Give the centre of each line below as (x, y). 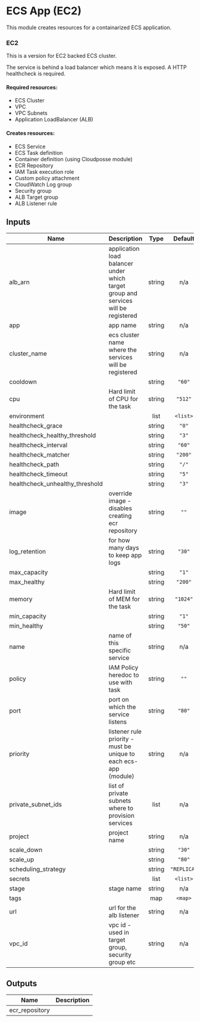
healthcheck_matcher (40, 455)
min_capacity (28, 616)
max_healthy (27, 582)
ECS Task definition (39, 152)
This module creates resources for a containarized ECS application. (89, 27)
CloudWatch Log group (43, 184)
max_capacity (29, 573)
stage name (125, 889)
